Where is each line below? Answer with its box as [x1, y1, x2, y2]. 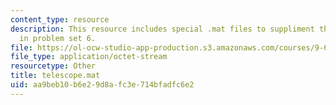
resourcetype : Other [10, 61, 97, 71]
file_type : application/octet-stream [10, 52, 168, 62]
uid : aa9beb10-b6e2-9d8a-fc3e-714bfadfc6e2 [10, 80, 195, 90]
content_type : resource [10, 14, 110, 25]
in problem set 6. [19, 33, 97, 43]
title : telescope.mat [10, 71, 101, 81]
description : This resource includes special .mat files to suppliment [10, 24, 315, 34]
